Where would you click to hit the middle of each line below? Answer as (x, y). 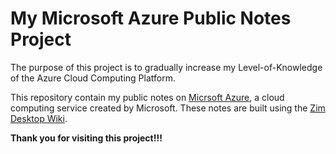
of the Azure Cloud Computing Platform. (93, 78)
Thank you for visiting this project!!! (86, 138)
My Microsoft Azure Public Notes (151, 18)
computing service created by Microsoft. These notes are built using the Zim (168, 108)
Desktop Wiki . (39, 118)
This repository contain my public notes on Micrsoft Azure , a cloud (147, 97)
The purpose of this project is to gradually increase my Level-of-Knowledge (166, 67)
